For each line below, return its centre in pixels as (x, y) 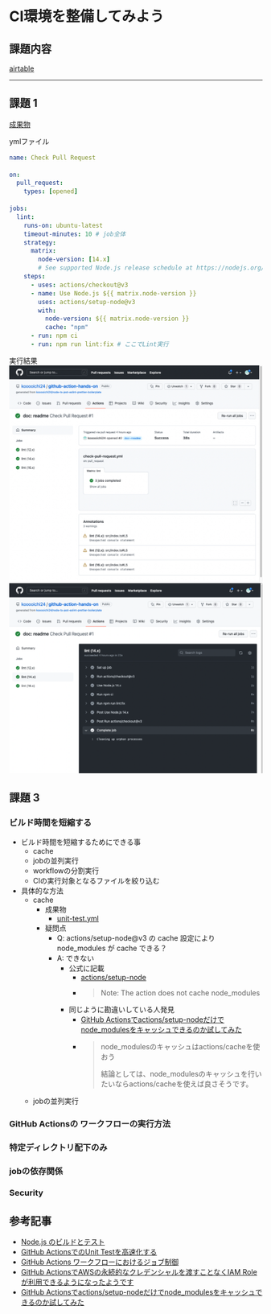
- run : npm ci (54, 336)
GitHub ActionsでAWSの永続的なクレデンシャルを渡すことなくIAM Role (139, 1272)
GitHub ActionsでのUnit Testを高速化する (89, 1252)
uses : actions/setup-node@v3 (87, 302)
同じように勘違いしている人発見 (122, 1009)
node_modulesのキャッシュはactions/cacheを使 (181, 1046)
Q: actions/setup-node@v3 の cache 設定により (136, 937)
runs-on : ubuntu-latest (64, 225)
